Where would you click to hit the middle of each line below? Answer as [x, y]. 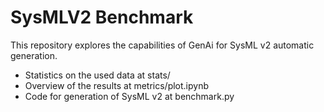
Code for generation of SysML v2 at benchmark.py [129, 96]
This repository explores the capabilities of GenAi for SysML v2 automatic [162, 45]
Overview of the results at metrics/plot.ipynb [117, 85]
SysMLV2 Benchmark [102, 17]
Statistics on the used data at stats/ [97, 75]
